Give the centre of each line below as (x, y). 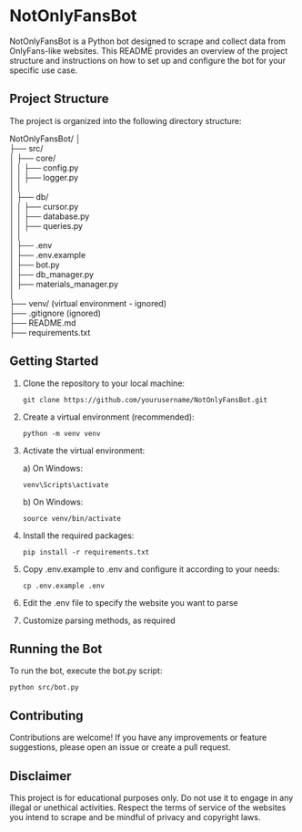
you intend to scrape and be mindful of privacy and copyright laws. (135, 817)
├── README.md (43, 322)
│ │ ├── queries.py (46, 225)
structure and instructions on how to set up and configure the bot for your (148, 60)
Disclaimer (40, 776)
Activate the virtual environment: (84, 450)
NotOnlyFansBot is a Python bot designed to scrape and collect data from (148, 41)
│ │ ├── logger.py (44, 177)
